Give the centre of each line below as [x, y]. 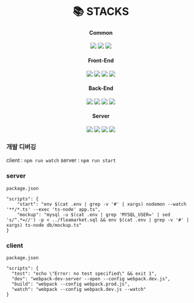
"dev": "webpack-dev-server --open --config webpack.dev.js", [91, 279]
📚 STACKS [101, 12]
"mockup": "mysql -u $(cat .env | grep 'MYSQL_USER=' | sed [94, 214]
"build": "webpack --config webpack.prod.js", [71, 284]
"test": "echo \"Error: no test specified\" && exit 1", [84, 274]
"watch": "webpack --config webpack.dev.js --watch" [79, 289]
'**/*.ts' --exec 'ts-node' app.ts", [53, 209]
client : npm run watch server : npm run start [61, 160]
